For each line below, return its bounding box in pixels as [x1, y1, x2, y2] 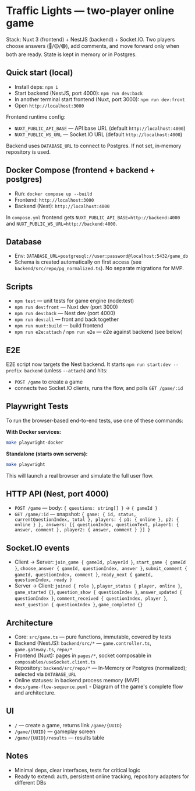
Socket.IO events [6, 543, 70, 553]
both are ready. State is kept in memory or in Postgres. [6, 51, 137, 58]
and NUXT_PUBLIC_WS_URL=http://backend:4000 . [6, 220, 118, 227]
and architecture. [14, 689, 56, 696]
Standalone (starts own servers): [6, 450, 88, 457]
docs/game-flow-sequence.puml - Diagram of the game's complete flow [14, 683, 183, 690]
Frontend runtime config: [6, 113, 66, 120]
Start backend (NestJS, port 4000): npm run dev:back [14, 89, 143, 96]
